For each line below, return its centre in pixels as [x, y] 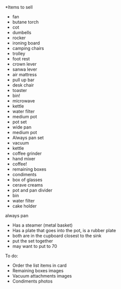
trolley [19, 53]
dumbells [22, 32]
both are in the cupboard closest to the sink [57, 236]
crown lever [24, 64]
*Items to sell [19, 7]
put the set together [33, 241]
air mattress [25, 74]
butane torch [25, 22]
